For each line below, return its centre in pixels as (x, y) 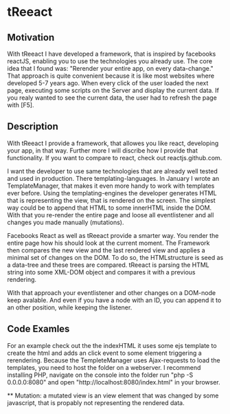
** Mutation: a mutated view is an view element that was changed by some (113, 395)
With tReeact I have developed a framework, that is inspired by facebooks (112, 54)
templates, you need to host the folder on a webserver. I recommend (104, 367)
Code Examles (38, 329)
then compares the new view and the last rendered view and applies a (106, 250)
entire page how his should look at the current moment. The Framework (108, 243)
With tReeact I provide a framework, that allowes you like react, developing (113, 143)
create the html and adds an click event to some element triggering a (105, 353)
